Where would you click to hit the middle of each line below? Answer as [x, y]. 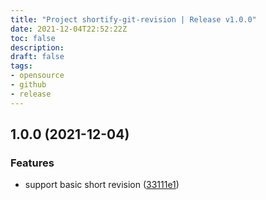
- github [28, 85]
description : [37, 47]
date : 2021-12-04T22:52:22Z [69, 29]
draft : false [37, 57]
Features [32, 163]
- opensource [37, 76]
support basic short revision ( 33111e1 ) [102, 185]
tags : [21, 66]
